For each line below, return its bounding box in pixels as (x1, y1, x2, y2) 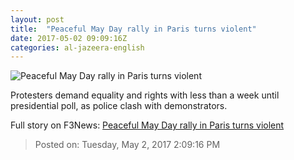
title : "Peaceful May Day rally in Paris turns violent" (10, 24, 257, 34)
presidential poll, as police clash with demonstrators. (10, 100, 228, 112)
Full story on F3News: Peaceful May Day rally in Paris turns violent (10, 119, 285, 131)
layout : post (10, 14, 65, 25)
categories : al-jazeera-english (10, 42, 145, 53)
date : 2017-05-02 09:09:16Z (10, 33, 128, 43)
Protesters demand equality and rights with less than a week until (10, 89, 280, 101)
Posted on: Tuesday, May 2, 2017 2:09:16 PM (34, 139, 221, 151)
